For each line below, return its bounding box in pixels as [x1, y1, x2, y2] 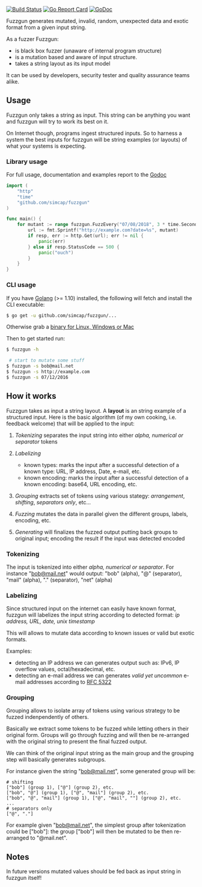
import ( [6, 183, 28, 189]
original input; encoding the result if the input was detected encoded [14, 534, 185, 542]
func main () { [6, 216, 42, 222]
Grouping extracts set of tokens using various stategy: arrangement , [14, 492, 185, 500]
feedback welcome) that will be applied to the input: [6, 419, 135, 427]
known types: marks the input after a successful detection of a [23, 461, 179, 468]
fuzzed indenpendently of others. [6, 713, 89, 721]
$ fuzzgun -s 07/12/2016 [6, 374, 69, 380]
